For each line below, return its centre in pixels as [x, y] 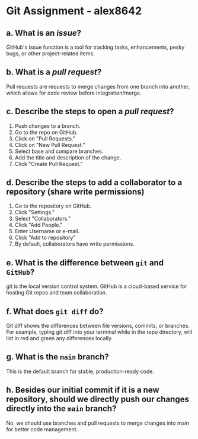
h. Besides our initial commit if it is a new [83, 390]
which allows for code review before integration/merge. [74, 93]
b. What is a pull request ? [54, 72]
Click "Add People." [39, 225]
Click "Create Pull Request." [49, 164]
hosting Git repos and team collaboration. [57, 293]
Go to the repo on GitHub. [46, 132]
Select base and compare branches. [59, 151]
